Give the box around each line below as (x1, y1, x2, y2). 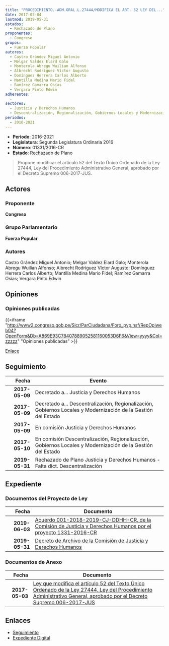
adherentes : (5, 92, 30, 97)
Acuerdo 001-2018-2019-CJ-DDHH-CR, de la (35, 516, 151, 524)
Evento (90, 377, 107, 384)
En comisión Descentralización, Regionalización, (35, 435, 149, 442)
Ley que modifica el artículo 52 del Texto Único (33, 580, 145, 587)
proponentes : (5, 31, 33, 36)
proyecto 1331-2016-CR (35, 529, 97, 536)
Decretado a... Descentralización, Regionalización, (35, 400, 154, 407)
